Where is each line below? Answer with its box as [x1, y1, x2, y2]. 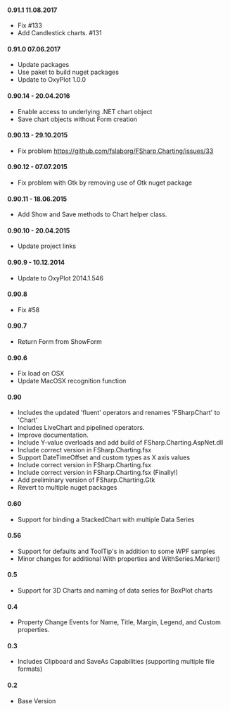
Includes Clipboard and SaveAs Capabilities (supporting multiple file [17, 657, 215, 666]
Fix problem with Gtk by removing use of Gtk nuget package [17, 178, 193, 187]
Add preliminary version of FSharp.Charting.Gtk [17, 476, 155, 484]
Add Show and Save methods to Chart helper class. [17, 210, 167, 218]
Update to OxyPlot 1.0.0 [17, 75, 87, 84]
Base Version [17, 696, 56, 705]
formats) [17, 664, 43, 673]
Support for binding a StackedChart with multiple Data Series [17, 515, 195, 524]
